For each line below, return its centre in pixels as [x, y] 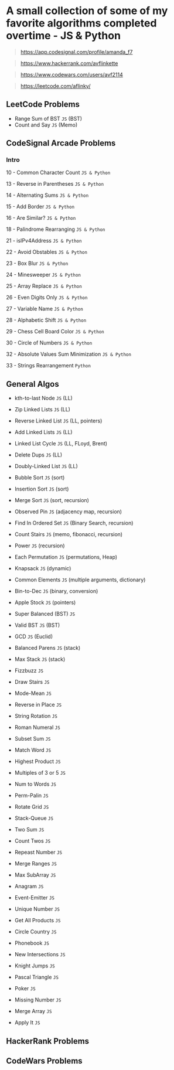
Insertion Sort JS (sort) [42, 489]
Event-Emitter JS [34, 898]
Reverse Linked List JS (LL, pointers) [58, 421]
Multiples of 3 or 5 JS [40, 773]
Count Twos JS [33, 841]
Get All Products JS [37, 921]
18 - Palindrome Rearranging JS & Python [56, 229]
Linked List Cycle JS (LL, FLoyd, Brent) [61, 444]
